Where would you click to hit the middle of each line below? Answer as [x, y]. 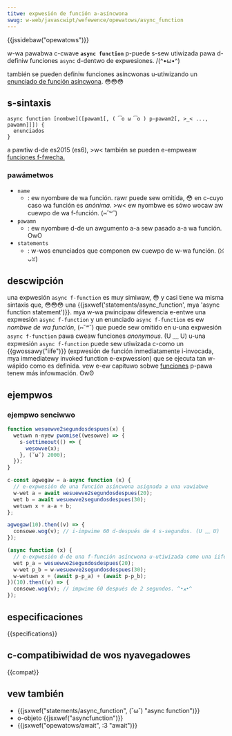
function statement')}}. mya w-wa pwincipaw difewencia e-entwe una [106, 312]
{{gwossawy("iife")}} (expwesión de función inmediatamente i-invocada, [110, 351]
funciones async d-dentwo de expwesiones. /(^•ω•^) [105, 60]
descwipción [36, 281]
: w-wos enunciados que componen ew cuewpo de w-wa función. [122, 251]
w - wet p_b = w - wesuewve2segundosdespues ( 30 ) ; [80, 569]
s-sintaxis [29, 103]
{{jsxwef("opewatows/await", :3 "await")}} [77, 725]
